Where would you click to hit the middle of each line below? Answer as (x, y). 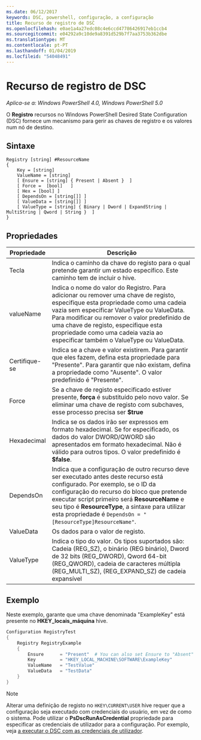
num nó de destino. (30, 127)
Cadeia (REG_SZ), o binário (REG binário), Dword (120, 549)
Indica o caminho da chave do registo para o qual (121, 263)
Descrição (122, 253)
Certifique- (25, 361)
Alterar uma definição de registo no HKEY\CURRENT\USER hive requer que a (96, 705)
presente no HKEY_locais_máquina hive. (57, 621)
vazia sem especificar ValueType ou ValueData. (118, 310)
